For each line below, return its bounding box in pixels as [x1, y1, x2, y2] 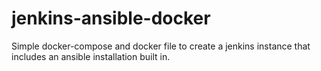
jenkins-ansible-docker [11, 7, 211, 30]
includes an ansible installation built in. [11, 50, 171, 62]
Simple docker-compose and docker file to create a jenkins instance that [11, 40, 311, 52]
